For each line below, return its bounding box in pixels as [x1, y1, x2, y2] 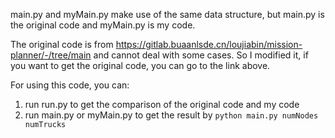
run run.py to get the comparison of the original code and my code [24, 99, 300, 110]
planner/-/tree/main [10, 49, 92, 61]
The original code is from [10, 39, 114, 50]
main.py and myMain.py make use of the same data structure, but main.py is [10, 9, 325, 20]
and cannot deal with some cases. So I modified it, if [93, 49, 309, 61]
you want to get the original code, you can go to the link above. [10, 60, 271, 71]
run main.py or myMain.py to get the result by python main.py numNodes [24, 109, 319, 121]
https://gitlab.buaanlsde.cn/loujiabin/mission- [115, 39, 303, 50]
